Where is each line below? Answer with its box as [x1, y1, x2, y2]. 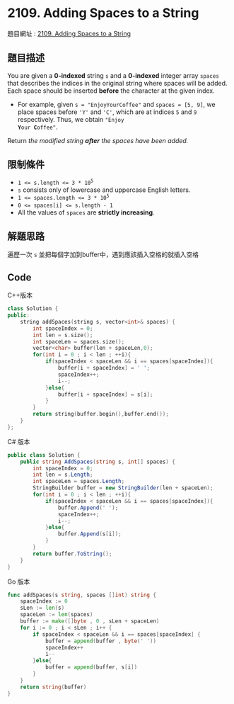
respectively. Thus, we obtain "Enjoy [17, 115, 124, 123]
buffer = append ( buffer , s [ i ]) [45, 664, 138, 671]
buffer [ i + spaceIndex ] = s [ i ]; [57, 391, 153, 398]
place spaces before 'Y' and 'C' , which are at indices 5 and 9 [17, 108, 197, 116]
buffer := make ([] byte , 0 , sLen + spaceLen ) [20, 618, 160, 625]
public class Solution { [7, 451, 81, 458]
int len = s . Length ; [33, 471, 93, 479]
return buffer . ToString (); [33, 550, 112, 557]
